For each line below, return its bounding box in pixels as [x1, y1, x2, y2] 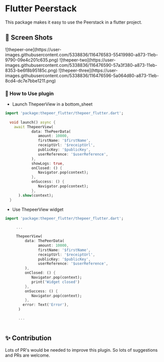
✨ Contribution [5, 334, 52, 342]
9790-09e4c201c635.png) [5, 57, 59, 63]
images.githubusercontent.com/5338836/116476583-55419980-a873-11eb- [5, 52, 158, 57]
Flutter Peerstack [5, 3, 77, 14]
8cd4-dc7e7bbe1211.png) [5, 78, 56, 84]
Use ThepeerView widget [12, 206, 64, 212]
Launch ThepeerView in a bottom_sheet [12, 101, 93, 107]
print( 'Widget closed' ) [31, 279, 80, 284]
